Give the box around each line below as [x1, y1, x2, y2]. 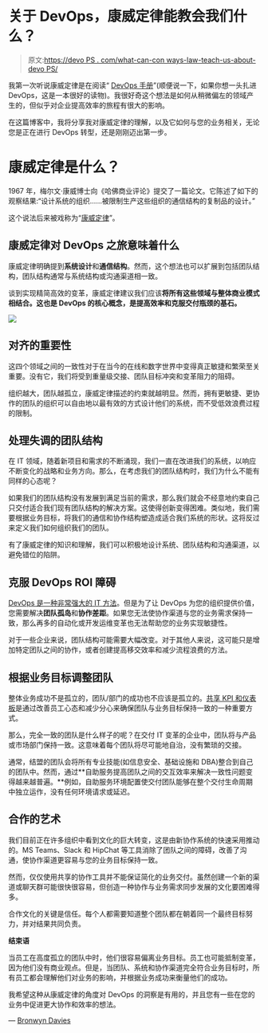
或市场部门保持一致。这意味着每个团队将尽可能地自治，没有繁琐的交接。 [8, 740, 246, 749]
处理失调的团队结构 [8, 434, 103, 447]
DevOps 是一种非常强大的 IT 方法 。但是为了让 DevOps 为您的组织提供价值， [8, 599, 259, 608]
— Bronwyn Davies [8, 1015, 71, 1025]
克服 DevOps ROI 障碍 [8, 575, 116, 589]
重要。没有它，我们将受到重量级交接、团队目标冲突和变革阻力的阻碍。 [8, 371, 239, 381]
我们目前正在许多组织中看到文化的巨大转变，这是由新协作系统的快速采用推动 [8, 835, 260, 845]
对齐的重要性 [8, 339, 72, 352]
